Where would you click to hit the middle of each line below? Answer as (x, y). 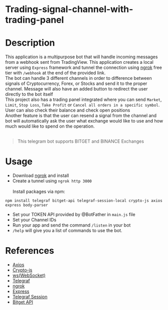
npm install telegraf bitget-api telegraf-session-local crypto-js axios (84, 201)
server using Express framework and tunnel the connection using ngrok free (83, 68)
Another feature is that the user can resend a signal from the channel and (81, 116)
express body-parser (27, 205)
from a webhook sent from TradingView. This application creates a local (79, 62)
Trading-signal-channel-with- (69, 9)
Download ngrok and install (41, 176)
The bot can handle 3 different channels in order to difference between (78, 78)
